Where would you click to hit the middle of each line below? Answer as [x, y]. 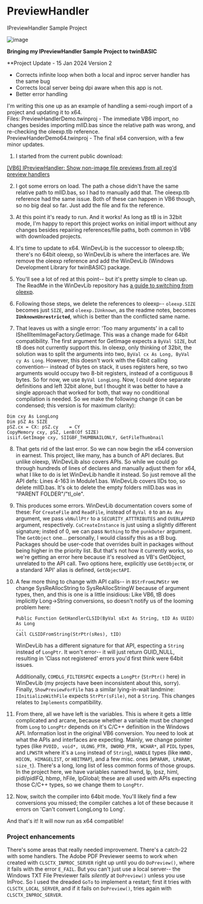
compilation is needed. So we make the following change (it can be [99, 399]
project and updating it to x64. [44, 112]
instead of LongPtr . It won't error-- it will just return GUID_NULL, [95, 652]
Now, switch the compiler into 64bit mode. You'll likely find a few [96, 796]
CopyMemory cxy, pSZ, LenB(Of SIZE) [53, 432]
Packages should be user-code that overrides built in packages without [105, 544]
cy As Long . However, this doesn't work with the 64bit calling [92, 360]
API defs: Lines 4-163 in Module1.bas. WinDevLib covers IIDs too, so [101, 481]
